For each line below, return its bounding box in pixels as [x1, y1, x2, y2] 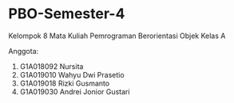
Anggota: [8, 46, 39, 55]
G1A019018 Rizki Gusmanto [19, 78, 110, 88]
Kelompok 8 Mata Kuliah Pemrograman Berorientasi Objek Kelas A [8, 31, 226, 40]
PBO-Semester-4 [8, 5, 125, 23]
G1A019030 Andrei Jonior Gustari [19, 86, 130, 96]
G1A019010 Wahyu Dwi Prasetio [19, 70, 125, 79]
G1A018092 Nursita [19, 61, 84, 71]
